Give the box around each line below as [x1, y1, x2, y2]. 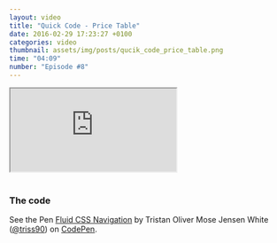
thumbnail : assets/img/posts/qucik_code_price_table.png [9, 46, 224, 55]
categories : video [9, 37, 77, 47]
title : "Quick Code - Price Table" [9, 21, 141, 30]
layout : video [9, 12, 62, 22]
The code [9, 194, 51, 207]
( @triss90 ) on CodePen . [9, 223, 97, 235]
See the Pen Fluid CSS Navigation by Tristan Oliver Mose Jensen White [9, 215, 269, 225]
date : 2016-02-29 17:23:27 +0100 [9, 29, 133, 38]
